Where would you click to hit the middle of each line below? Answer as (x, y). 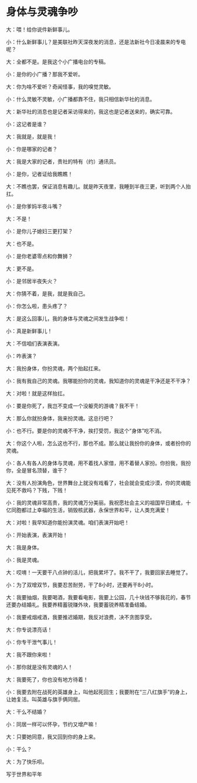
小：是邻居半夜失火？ (32, 281)
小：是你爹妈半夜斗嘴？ (34, 206)
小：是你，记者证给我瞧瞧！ (40, 174)
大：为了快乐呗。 (27, 761)
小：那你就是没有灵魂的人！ (40, 667)
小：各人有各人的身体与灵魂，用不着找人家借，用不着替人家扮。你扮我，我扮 (98, 463)
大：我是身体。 (24, 547)
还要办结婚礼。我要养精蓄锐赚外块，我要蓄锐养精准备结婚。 (78, 605)
